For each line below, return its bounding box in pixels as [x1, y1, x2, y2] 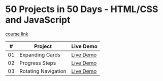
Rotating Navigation [19, 67, 67, 74]
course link [5, 31, 29, 37]
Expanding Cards [19, 51, 61, 58]
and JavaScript [5, 14, 71, 26]
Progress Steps [19, 59, 56, 66]
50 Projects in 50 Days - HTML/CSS [5, 4, 158, 15]
